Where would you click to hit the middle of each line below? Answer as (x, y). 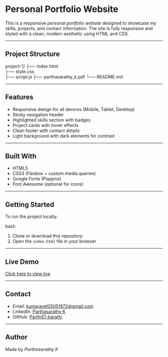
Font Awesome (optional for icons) (48, 184)
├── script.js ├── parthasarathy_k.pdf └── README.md (64, 76)
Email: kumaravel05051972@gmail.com (53, 306)
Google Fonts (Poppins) (37, 179)
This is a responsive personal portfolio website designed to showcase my (81, 23)
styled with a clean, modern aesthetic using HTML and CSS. (67, 33)
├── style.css (20, 71)
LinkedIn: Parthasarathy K (39, 311)
